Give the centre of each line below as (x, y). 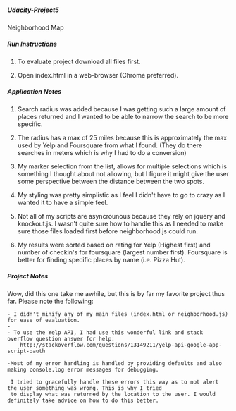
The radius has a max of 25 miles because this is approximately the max (122, 137)
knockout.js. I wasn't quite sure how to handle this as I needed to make (120, 223)
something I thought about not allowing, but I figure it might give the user (123, 173)
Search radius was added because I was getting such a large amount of (122, 109)
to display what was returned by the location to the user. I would (113, 394)
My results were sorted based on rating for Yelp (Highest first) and (114, 245)
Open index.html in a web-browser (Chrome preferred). (98, 75)
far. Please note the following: (50, 301)
